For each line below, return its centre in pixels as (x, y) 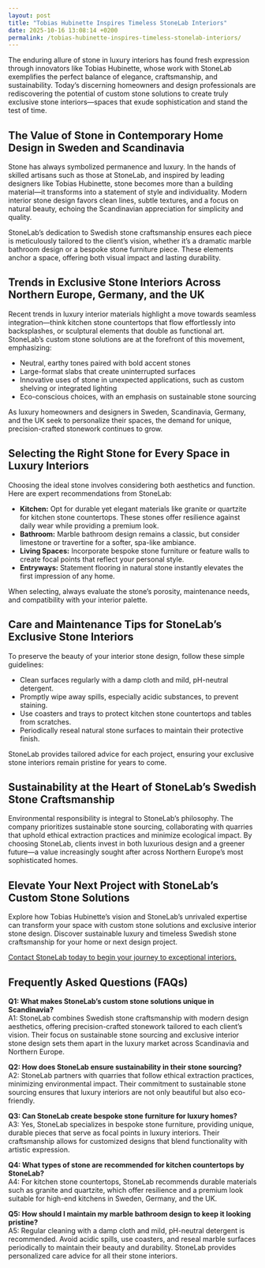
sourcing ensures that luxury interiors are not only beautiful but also (118, 1092)
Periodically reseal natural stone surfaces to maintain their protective (131, 730)
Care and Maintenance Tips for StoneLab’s (115, 625)
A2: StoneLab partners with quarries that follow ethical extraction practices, (131, 1075)
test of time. (28, 111)
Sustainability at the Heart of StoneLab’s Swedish (132, 787)
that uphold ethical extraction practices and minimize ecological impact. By (130, 835)
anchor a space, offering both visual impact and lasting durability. (114, 258)
